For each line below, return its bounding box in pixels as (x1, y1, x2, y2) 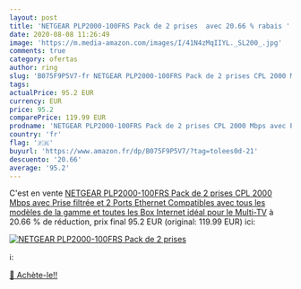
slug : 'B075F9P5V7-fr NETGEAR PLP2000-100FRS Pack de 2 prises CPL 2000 (9, 72, 287, 81)
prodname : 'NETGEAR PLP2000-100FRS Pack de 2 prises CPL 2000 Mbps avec (9, 122, 287, 131)
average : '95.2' (9, 163, 70, 172)
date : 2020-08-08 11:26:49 (9, 30, 110, 39)
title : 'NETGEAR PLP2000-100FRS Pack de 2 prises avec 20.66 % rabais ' (9, 22, 291, 31)
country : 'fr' (9, 130, 63, 139)
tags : (9, 80, 30, 89)
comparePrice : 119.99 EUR (9, 113, 106, 122)
